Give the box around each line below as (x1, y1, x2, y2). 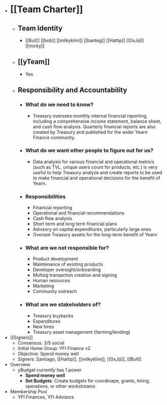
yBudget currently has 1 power (17, 367, 82, 373)
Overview (10, 361, 30, 367)
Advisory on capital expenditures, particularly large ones (32, 226, 151, 232)
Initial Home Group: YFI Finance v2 (17, 345, 91, 351)
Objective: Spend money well (17, 350, 79, 357)
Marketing (32, 283, 54, 289)
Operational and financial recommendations (32, 210, 124, 216)
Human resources (32, 278, 71, 284)
